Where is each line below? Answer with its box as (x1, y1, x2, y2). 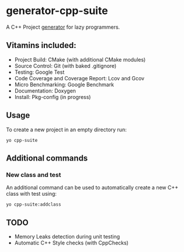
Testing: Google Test (14, 69, 65, 76)
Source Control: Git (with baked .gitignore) (14, 62, 117, 69)
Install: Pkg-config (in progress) (14, 93, 91, 100)
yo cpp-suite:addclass (6, 202, 61, 207)
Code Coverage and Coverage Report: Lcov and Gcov (14, 74, 145, 81)
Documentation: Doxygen (14, 87, 76, 94)
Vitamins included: (6, 40, 77, 50)
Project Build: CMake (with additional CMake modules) (14, 56, 146, 63)
